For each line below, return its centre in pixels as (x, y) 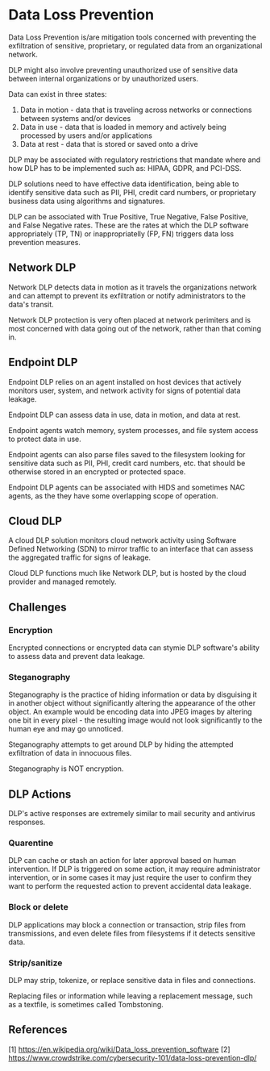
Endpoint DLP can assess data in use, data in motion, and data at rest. (125, 415)
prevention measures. (44, 242)
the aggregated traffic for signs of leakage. (80, 557)
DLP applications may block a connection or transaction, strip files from (127, 924)
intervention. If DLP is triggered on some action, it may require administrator (134, 869)
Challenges (37, 607)
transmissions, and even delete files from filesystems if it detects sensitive (132, 933)
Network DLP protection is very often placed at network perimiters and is (130, 319)
